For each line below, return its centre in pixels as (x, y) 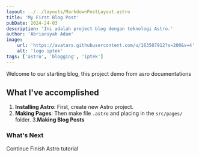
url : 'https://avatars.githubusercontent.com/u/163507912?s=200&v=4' (106, 46)
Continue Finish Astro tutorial (42, 149)
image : (14, 40)
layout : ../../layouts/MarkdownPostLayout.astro (68, 12)
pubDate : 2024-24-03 (32, 23)
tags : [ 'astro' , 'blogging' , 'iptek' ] (55, 57)
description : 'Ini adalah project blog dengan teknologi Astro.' (90, 29)
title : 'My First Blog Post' (43, 17)
